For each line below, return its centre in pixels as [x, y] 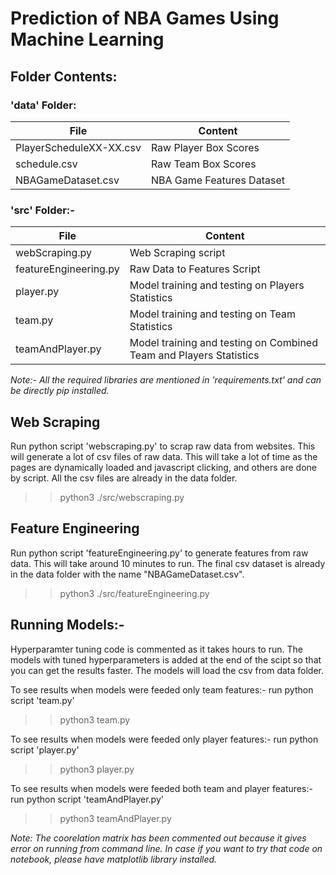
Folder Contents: [64, 76]
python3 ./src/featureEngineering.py [134, 593]
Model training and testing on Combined [223, 343]
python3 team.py [95, 719]
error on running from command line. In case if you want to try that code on [166, 848]
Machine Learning [87, 39]
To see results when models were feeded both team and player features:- [161, 788]
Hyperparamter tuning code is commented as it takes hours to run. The [156, 649]
